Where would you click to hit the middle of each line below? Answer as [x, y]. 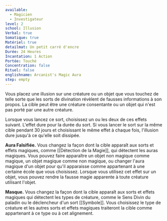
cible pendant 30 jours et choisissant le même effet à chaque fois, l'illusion [82, 130]
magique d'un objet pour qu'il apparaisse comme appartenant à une [75, 166]
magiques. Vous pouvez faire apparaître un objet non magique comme [78, 155]
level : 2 [14, 24]
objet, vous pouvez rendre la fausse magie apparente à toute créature [77, 177]
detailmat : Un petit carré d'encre [42, 47]
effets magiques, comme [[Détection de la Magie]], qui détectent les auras [82, 150]
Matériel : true [21, 42]
